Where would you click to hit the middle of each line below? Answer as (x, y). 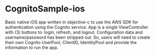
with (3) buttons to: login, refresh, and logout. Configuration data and (74, 32)
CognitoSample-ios (45, 9)
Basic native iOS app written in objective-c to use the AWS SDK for (72, 22)
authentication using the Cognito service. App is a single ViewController (77, 27)
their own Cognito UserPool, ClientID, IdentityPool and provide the (71, 42)
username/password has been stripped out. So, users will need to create (77, 37)
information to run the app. (32, 47)
